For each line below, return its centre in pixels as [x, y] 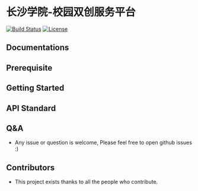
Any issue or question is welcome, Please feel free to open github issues [103, 142]
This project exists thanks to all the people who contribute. [86, 182]
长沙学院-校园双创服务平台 [71, 12]
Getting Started [35, 88]
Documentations [38, 48]
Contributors [31, 168]
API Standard [31, 108]
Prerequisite [29, 68]
